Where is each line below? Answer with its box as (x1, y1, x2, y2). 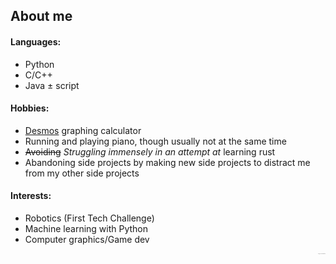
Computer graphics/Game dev (24, 234, 150, 245)
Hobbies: (10, 102, 50, 114)
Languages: (10, 35, 62, 48)
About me (10, 8, 73, 25)
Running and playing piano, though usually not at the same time (24, 135, 287, 147)
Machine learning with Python (24, 223, 149, 234)
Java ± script (24, 79, 80, 91)
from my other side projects (24, 167, 140, 179)
